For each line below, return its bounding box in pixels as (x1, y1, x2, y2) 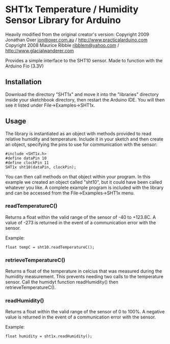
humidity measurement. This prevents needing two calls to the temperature (5, 274, 164, 280)
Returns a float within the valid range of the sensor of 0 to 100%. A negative (5, 309, 165, 315)
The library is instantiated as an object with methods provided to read (5, 130, 152, 136)
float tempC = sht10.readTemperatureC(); (5, 244, 95, 250)
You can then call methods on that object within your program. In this (5, 174, 151, 180)
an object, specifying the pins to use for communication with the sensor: (5, 141, 158, 148)
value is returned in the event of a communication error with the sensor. (5, 314, 156, 320)
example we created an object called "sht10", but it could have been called (5, 179, 162, 185)
